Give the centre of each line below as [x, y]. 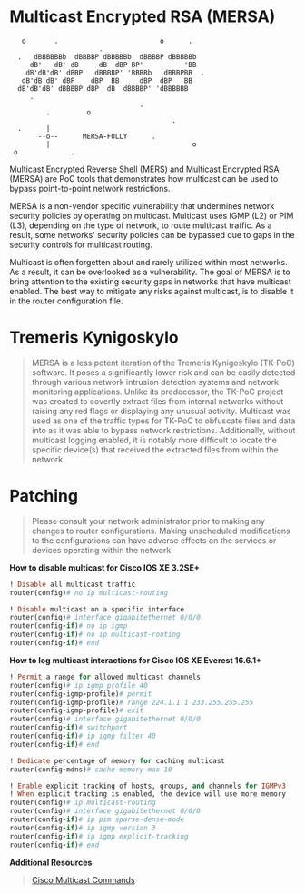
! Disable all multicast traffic [73, 584]
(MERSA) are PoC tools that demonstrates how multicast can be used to [144, 178]
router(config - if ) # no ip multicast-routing [95, 635]
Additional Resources [51, 862]
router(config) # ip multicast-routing [83, 803]
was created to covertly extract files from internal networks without [157, 401]
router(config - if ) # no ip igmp [69, 626]
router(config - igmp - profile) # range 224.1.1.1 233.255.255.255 [132, 702]
